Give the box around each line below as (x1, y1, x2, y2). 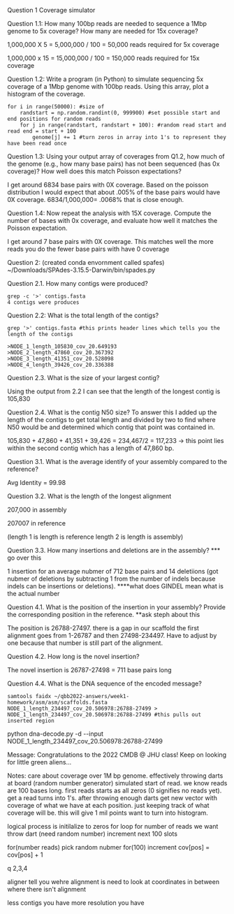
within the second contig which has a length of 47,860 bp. (7, 444, 175, 452)
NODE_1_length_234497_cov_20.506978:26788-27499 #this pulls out (7, 711, 201, 718)
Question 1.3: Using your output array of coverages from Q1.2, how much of (7, 152, 225, 160)
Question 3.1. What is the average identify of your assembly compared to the (7, 458, 228, 465)
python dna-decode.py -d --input (7, 730, 103, 738)
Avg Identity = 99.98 (7, 479, 66, 486)
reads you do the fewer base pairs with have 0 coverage (7, 245, 170, 253)
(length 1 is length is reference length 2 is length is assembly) (7, 532, 184, 541)
